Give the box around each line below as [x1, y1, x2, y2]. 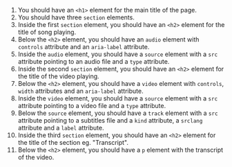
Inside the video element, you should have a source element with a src [17, 94, 218, 103]
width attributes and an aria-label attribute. [17, 87, 144, 95]
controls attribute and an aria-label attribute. [17, 43, 150, 51]
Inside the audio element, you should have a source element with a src [17, 50, 218, 58]
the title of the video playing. [17, 72, 99, 80]
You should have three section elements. [17, 13, 135, 21]
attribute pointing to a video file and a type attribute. [17, 102, 166, 109]
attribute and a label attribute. [17, 124, 104, 132]
